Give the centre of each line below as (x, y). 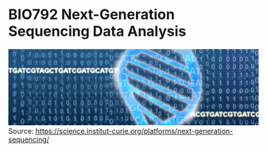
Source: (21, 131)
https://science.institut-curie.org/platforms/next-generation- (134, 131)
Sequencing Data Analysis (97, 31)
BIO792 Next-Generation (91, 15)
